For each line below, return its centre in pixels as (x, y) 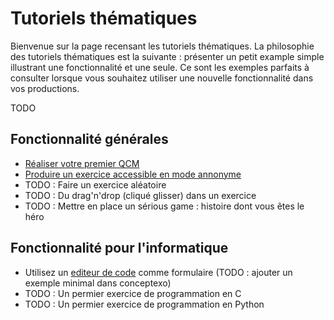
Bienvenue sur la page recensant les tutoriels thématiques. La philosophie (162, 46)
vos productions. (45, 88)
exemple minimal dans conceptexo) (98, 283)
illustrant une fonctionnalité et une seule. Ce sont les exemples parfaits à (160, 67)
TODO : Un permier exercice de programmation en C (133, 293)
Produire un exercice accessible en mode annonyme (133, 174)
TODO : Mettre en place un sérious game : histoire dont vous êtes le (164, 206)
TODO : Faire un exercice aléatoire (95, 184)
